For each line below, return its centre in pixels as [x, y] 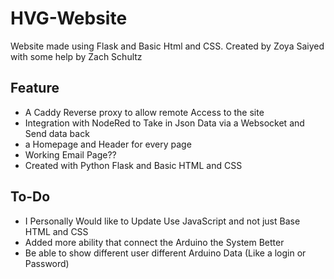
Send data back [57, 133]
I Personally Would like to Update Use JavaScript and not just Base [162, 221]
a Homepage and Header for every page [108, 144]
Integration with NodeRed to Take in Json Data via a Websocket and [164, 123]
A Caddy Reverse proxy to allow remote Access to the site [144, 112]
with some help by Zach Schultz [76, 56]
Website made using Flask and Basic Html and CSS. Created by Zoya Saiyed [167, 46]
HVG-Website [69, 18]
